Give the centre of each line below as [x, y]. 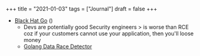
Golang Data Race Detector [58, 46]
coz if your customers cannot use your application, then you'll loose [109, 33]
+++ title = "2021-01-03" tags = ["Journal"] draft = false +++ [81, 9]
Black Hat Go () [33, 20]
